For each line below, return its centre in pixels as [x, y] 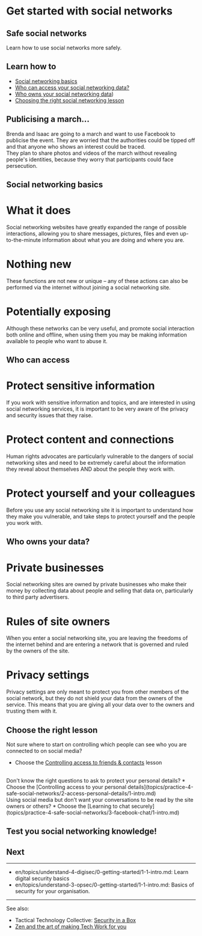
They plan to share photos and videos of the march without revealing [92, 153]
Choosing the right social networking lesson [69, 100]
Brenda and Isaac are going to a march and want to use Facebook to [91, 134]
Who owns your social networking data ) [64, 94]
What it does [38, 210]
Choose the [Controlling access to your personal [66, 787]
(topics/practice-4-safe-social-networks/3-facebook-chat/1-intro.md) [93, 813]
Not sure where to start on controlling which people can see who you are [96, 745]
